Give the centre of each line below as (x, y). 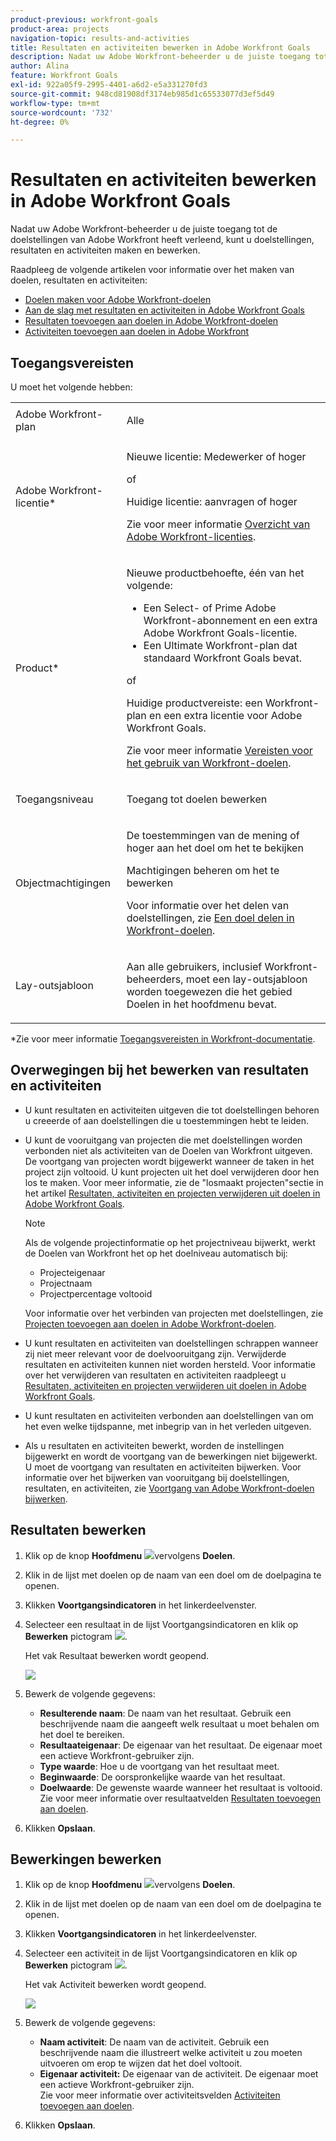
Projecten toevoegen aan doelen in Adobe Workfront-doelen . (150, 1323)
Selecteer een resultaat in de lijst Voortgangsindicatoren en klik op (161, 1624)
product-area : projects (60, 29)
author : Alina (40, 66)
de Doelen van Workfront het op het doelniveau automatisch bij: (156, 1253)
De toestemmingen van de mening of (213, 835)
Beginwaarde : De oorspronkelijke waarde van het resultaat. (162, 1777)
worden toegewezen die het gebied (209, 991)
